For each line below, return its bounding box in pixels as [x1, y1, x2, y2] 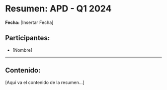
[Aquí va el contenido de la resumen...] [5, 79, 84, 85]
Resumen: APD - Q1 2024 [5, 3, 112, 14]
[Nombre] [12, 47, 32, 53]
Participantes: [5, 34, 50, 42]
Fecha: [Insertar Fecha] [5, 19, 54, 25]
